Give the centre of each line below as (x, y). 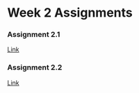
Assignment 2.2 (35, 67)
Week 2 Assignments (70, 13)
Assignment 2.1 (34, 35)
